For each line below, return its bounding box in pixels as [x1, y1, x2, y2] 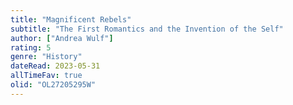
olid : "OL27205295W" [10, 80, 97, 90]
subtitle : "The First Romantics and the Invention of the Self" [10, 24, 284, 34]
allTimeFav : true [10, 71, 83, 81]
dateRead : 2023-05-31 [10, 61, 101, 71]
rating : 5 [10, 42, 52, 53]
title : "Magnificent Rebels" [10, 14, 132, 25]
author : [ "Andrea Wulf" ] [10, 33, 114, 43]
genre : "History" [10, 52, 83, 62]
